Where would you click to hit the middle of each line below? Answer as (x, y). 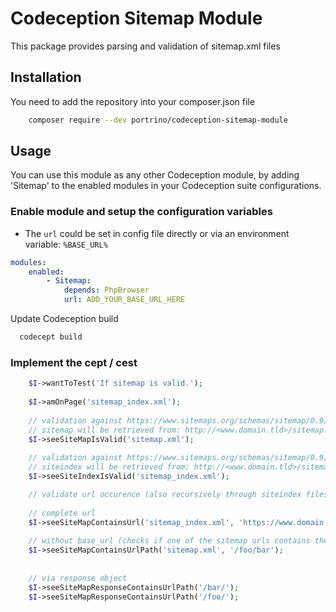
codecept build (51, 337)
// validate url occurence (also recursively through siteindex (165, 494)
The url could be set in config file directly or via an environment (157, 233)
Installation (46, 77)
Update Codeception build (64, 319)
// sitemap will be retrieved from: (105, 430)
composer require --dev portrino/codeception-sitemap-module (158, 120)
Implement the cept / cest (74, 362)
